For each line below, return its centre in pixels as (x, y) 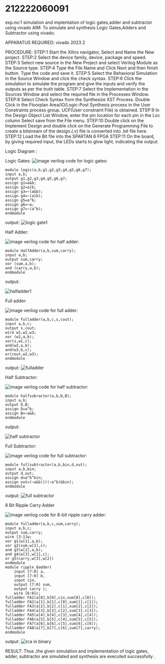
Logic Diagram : (21, 151)
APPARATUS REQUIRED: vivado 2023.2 (45, 42)
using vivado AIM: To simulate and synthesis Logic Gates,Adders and (76, 27)
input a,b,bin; (21, 469)
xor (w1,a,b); (20, 337)
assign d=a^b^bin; (24, 478)
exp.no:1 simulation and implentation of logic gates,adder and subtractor (79, 22)
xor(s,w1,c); (19, 341)
